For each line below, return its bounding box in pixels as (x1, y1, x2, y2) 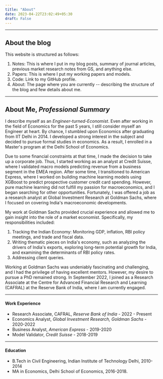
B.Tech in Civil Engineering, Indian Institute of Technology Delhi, (12, 358, 140, 364)
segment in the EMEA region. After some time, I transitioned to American (5, 169, 150, 175)
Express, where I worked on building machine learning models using (5, 174, 142, 180)
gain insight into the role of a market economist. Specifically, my (5, 214, 133, 220)
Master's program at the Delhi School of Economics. (5, 144, 110, 149)
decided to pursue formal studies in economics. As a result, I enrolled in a (5, 139, 152, 145)
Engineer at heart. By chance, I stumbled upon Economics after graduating (5, 129, 154, 134)
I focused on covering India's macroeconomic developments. (5, 200, 128, 205)
